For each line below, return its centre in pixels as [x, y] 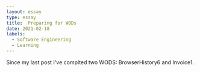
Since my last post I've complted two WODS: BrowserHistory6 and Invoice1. [100, 62]
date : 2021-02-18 [28, 28]
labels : [16, 34]
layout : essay [24, 12]
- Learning [25, 46]
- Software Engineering [41, 40]
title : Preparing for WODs [42, 23]
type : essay [21, 17]
